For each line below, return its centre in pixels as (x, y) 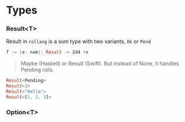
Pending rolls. (37, 70)
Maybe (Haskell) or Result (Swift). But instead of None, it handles (100, 64)
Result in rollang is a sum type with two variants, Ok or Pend (79, 41)
